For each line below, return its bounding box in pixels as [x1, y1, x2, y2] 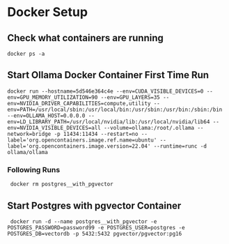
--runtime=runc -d [153, 142, 207, 150]
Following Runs [7, 165, 61, 174]
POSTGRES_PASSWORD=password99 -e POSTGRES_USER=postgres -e [7, 224, 186, 231]
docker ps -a [7, 50, 45, 57]
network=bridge [7, 130, 52, 137]
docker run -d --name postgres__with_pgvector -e [10, 218, 157, 225]
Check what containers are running [7, 32, 164, 44]
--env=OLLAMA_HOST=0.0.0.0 [7, 112, 86, 119]
